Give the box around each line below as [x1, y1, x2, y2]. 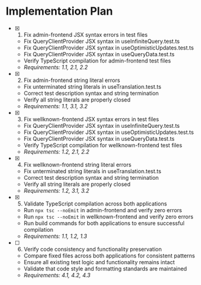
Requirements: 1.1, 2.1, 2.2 [23, 63, 88, 71]
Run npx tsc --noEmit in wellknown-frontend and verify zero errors [23, 213, 194, 220]
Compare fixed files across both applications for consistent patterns [23, 252, 196, 259]
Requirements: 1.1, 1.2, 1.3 [23, 232, 87, 240]
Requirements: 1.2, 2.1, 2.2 [23, 148, 90, 155]
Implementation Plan [5, 4, 114, 18]
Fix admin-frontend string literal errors [23, 76, 120, 84]
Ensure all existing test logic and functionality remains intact [23, 258, 175, 265]
